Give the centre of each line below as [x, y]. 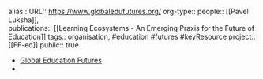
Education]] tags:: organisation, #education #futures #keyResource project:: [132, 36]
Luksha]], [24, 20]
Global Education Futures [61, 60]
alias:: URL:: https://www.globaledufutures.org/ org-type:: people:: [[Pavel [128, 11]
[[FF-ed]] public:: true [43, 45]
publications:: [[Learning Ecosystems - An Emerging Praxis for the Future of [131, 28]
